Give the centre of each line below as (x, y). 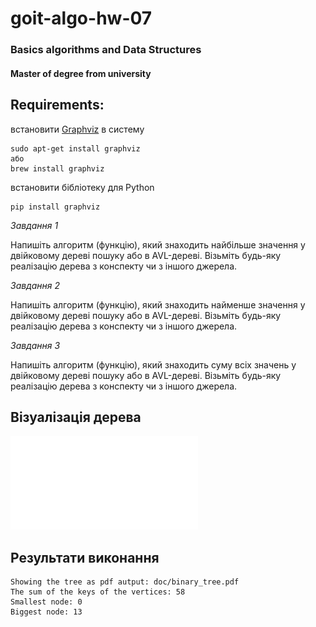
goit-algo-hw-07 (81, 18)
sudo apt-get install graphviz (75, 148)
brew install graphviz (57, 168)
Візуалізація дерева (76, 417)
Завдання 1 (34, 225)
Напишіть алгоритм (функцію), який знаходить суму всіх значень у (153, 364)
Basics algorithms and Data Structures (106, 50)
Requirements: (57, 105)
